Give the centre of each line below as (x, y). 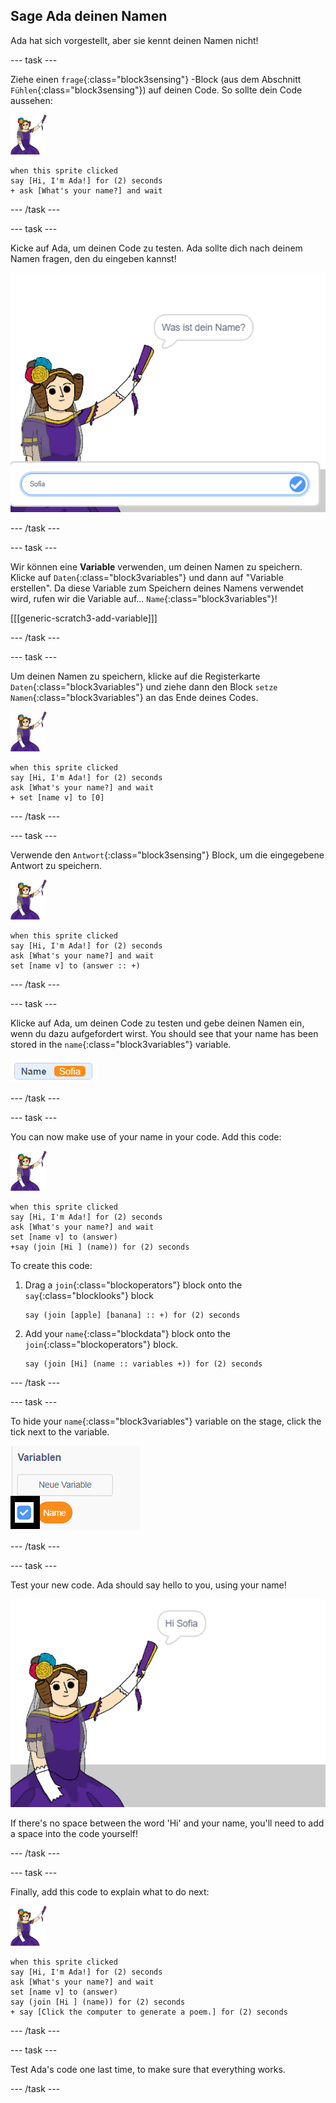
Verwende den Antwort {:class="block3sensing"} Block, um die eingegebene (167, 855)
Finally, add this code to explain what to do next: (110, 1891)
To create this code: (51, 1265)
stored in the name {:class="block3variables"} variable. (121, 1044)
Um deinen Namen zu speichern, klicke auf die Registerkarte (135, 676)
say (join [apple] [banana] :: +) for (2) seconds (132, 1315)
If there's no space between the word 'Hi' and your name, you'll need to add (167, 1823)
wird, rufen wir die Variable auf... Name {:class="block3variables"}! (144, 598)
